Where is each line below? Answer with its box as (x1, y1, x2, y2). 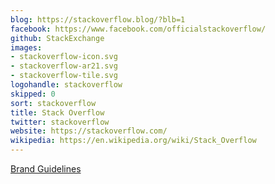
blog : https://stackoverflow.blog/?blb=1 (10, 14, 186, 25)
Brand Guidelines (10, 163, 82, 175)
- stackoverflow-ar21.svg (10, 61, 118, 71)
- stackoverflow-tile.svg (10, 71, 118, 81)
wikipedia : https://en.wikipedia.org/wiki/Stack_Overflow (10, 136, 257, 146)
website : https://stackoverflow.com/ (10, 126, 168, 136)
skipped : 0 (10, 89, 56, 99)
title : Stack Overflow (10, 107, 105, 118)
